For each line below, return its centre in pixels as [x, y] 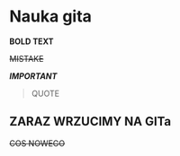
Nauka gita [51, 17]
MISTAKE [27, 58]
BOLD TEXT [31, 41]
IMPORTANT [33, 76]
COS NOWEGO [37, 143]
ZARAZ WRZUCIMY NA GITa [90, 121]
